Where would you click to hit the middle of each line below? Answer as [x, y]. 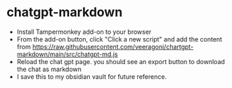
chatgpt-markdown [65, 12]
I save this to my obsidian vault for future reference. [91, 76]
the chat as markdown [49, 69]
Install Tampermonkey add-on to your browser [84, 32]
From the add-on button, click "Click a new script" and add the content [120, 39]
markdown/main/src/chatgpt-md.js [67, 54]
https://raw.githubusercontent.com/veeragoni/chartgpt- [113, 46]
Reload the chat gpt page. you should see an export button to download [121, 61]
